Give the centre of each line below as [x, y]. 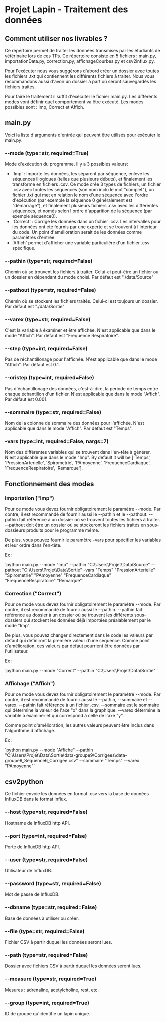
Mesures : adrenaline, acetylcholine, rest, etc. [52, 990]
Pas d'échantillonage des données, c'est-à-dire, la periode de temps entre [82, 388]
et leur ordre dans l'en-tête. [33, 545]
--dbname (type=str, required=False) [51, 907]
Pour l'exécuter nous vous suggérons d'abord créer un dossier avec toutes [82, 71]
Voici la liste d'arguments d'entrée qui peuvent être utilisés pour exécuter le [83, 135]
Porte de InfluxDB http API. [33, 847]
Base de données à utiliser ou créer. [42, 918]
